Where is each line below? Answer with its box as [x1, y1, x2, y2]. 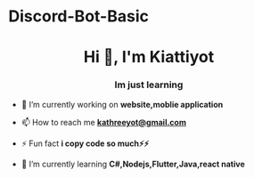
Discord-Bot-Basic [8, 6, 149, 27]
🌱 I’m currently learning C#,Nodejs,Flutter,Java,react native [20, 158, 246, 169]
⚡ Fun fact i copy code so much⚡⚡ [20, 138, 150, 149]
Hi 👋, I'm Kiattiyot [83, 47, 215, 68]
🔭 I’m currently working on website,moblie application [20, 99, 224, 109]
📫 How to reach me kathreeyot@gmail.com [20, 117, 186, 127]
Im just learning [114, 78, 184, 91]
